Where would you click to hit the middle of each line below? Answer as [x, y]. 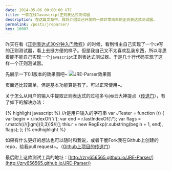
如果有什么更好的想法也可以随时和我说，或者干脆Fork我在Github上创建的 [82, 140]
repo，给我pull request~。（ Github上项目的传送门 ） [59, 146]
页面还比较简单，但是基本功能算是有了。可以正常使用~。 [65, 85]
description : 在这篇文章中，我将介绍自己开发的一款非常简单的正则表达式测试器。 [81, 19]
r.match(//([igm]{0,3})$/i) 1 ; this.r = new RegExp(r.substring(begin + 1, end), [84, 124]
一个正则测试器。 [28, 63]
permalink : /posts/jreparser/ [38, 24]
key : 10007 [17, 29]
